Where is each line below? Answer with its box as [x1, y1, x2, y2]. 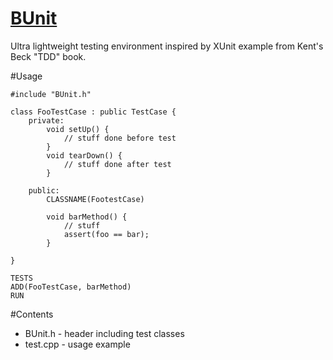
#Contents [10, 308, 54, 320]
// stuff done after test [63, 159, 172, 169]
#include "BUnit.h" [10, 89, 92, 99]
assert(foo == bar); [63, 229, 150, 239]
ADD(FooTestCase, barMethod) [10, 282, 132, 292]
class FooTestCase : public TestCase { [10, 107, 177, 117]
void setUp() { [46, 124, 110, 134]
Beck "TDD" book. [10, 50, 87, 62]
